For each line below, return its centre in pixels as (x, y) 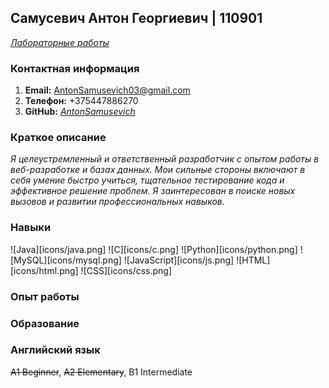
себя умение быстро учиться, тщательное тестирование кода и (147, 180)
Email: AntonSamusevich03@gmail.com (107, 90)
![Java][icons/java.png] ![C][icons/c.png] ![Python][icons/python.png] (154, 249)
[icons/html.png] (44, 270)
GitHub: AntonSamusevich (80, 112)
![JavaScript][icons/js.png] (179, 260)
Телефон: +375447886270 (81, 101)
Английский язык (55, 350)
